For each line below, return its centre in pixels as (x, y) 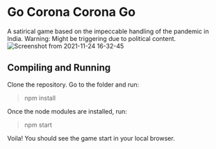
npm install (40, 98)
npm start (38, 125)
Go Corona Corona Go (72, 12)
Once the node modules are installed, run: (67, 111)
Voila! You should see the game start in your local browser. (91, 138)
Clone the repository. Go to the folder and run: (73, 85)
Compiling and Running (59, 68)
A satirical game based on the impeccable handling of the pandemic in (108, 31)
